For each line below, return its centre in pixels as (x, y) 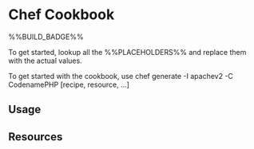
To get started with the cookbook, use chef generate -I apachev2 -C (121, 76)
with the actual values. (45, 61)
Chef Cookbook (62, 15)
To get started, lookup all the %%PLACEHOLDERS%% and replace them (127, 52)
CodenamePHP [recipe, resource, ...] (69, 84)
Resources (36, 137)
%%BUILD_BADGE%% (46, 37)
